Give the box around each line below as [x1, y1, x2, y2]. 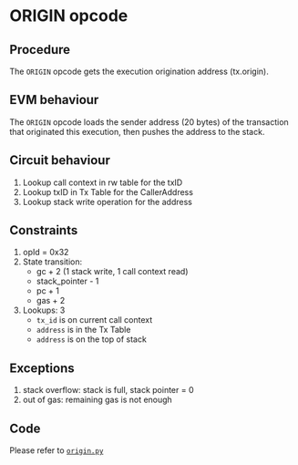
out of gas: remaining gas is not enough [22, 394, 173, 406]
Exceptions [9, 360, 75, 376]
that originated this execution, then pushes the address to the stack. [9, 126, 265, 137]
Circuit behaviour [9, 152, 111, 169]
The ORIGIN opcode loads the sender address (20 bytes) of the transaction [9, 116, 289, 128]
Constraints [9, 222, 78, 238]
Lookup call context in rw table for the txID [22, 177, 183, 188]
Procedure [9, 42, 71, 57]
